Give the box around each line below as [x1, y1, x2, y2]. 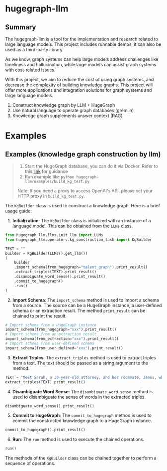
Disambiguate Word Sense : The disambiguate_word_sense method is [12, 388, 153, 394]
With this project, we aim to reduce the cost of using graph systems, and [5, 77, 154, 82]
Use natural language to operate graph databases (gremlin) [12, 108, 134, 113]
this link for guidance [24, 168, 68, 174]
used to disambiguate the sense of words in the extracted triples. [12, 394, 146, 400]
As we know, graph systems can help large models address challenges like [5, 56, 159, 62]
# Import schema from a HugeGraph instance [5, 322, 97, 327]
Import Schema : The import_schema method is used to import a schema [12, 297, 159, 303]
